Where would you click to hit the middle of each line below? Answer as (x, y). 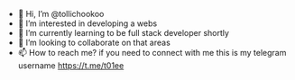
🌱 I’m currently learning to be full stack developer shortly (124, 33)
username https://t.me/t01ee (71, 66)
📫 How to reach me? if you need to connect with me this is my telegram (152, 53)
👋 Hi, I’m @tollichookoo (61, 14)
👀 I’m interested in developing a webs (88, 23)
